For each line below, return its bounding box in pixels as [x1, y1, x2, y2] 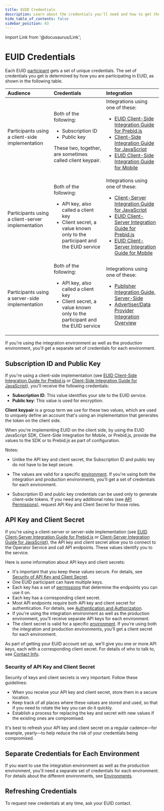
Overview [114, 319, 137, 326]
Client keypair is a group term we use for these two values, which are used [5, 407, 157, 413]
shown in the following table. [5, 78, 63, 84]
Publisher [114, 283, 137, 289]
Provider [114, 307, 134, 314]
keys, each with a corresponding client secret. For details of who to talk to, [5, 646, 155, 652]
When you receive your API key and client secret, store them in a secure [12, 689, 158, 695]
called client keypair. [53, 157, 101, 164]
